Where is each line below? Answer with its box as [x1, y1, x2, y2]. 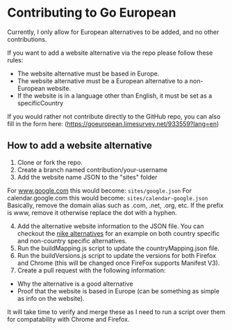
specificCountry [17, 98, 64, 107]
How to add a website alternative [7, 140, 153, 152]
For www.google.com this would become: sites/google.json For [7, 186, 192, 195]
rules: [7, 55, 24, 64]
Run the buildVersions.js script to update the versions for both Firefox [17, 251, 217, 259]
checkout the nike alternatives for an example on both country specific [17, 229, 220, 237]
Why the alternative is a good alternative [17, 279, 133, 288]
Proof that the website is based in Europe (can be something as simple [17, 286, 220, 295]
